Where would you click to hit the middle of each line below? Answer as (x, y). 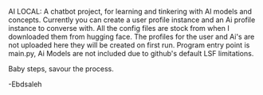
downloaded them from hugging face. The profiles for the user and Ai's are (131, 36)
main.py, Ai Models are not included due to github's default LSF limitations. (131, 53)
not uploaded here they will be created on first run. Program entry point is (129, 45)
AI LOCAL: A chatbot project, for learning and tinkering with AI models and (130, 11)
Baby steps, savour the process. (61, 69)
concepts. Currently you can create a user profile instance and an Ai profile (132, 20)
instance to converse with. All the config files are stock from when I (119, 28)
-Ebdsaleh (25, 84)
